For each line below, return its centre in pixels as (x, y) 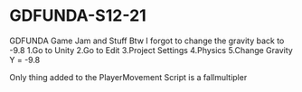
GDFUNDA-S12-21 (78, 16)
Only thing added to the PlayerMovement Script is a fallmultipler (128, 77)
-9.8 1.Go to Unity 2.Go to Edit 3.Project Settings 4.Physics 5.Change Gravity (151, 50)
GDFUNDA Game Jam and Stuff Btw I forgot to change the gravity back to (147, 41)
